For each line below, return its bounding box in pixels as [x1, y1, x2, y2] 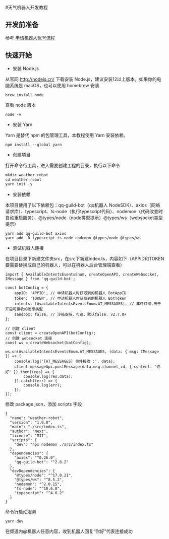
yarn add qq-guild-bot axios [5, 231, 67, 236]
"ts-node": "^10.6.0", [14, 486, 62, 491]
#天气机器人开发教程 [5, 5, 48, 10]
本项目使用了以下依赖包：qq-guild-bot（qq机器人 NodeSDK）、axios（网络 [5, 202, 160, 208]
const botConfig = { [5, 285, 49, 291]
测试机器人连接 [12, 245, 44, 251]
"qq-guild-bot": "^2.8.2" [14, 460, 69, 465]
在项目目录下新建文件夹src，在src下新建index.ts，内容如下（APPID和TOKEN [5, 256, 164, 262]
